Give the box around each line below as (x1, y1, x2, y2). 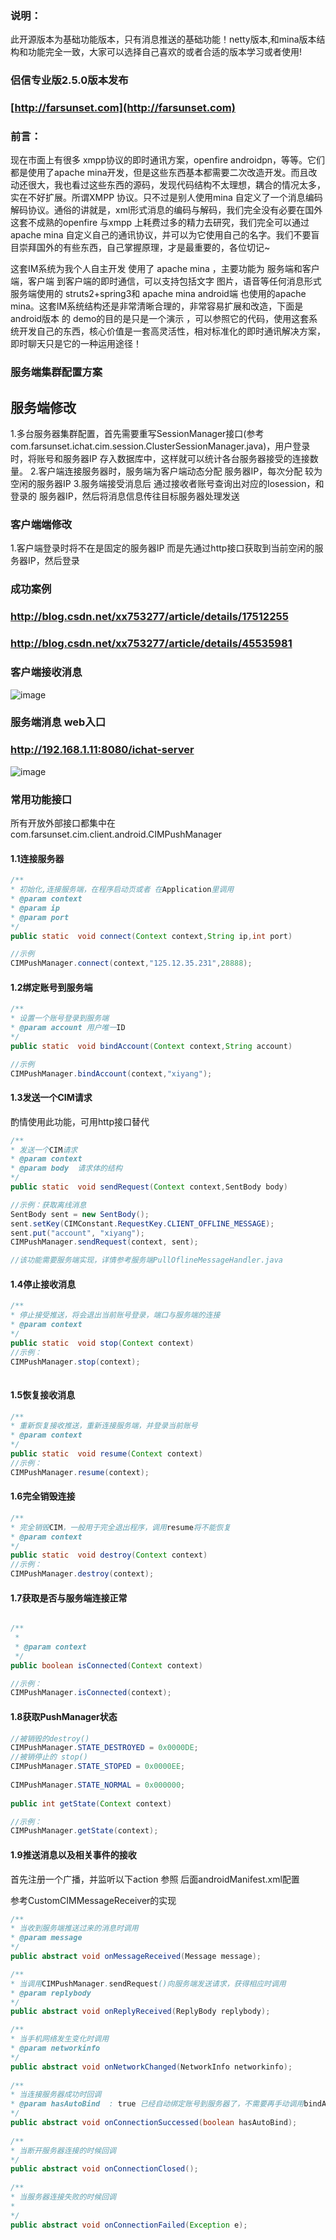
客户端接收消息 (10, 665, 83, 679)
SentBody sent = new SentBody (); (10, 1209, 150, 1219)
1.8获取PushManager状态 (10, 1710, 118, 1722)
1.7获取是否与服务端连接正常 (10, 1592, 128, 1604)
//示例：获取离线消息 (10, 1200, 87, 1210)
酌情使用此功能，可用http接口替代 (10, 1115, 150, 1127)
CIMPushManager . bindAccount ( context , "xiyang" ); (10, 1068, 213, 1079)
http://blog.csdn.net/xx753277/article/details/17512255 (10, 610, 289, 624)
